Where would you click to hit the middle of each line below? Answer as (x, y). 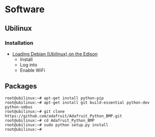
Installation (19, 43)
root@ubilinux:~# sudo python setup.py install (57, 125)
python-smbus (19, 107)
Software (25, 9)
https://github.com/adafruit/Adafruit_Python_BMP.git (64, 116)
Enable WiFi (33, 70)
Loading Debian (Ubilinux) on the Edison (55, 54)
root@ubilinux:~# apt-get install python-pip (54, 98)
